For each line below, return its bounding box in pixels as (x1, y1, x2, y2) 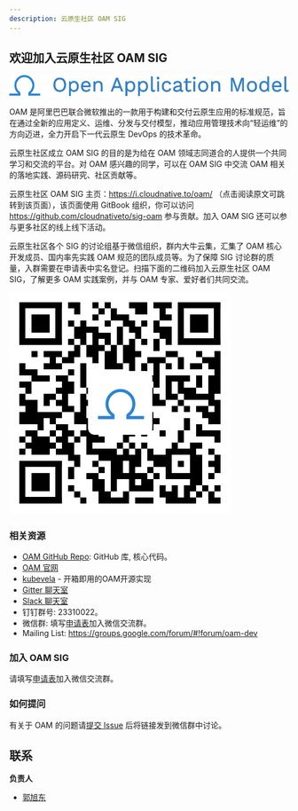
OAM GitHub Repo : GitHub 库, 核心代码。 (21, 551, 173, 562)
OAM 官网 (21, 562, 59, 572)
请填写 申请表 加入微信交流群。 (9, 673, 118, 684)
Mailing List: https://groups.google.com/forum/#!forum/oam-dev (21, 627, 258, 638)
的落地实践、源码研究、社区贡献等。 (9, 169, 142, 180)
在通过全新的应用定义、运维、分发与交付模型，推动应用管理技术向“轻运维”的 (9, 117, 288, 128)
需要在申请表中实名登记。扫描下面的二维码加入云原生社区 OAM (39, 263, 271, 273)
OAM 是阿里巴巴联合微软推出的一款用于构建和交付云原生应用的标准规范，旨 (9, 106, 286, 117)
